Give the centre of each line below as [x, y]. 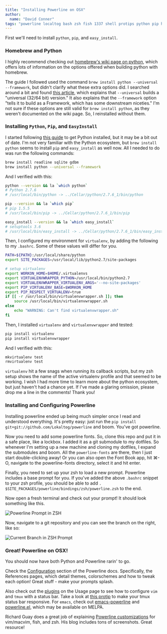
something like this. [25, 503]
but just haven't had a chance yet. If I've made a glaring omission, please [80, 387]
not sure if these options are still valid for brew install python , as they [78, 108]
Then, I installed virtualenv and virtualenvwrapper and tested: [69, 325]
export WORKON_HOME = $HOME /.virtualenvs [46, 274]
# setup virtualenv [25, 269]
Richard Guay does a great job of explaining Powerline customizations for [80, 617]
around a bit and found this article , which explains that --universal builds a [82, 92]
